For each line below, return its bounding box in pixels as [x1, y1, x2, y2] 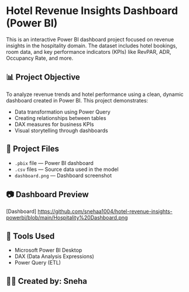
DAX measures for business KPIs [14, 121, 94, 128]
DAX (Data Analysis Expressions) [14, 253, 95, 260]
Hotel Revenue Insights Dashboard [6, 4, 178, 18]
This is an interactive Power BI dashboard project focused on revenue [6, 36, 174, 43]
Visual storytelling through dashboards [14, 127, 108, 134]
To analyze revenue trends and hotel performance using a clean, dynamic [6, 91, 184, 98]
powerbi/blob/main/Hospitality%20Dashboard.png [6, 214, 128, 221]
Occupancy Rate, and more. [6, 54, 74, 61]
